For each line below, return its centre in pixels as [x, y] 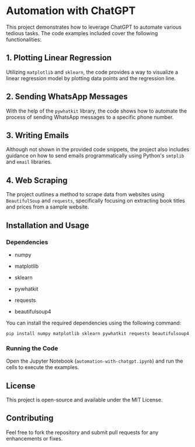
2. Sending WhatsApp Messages [67, 97]
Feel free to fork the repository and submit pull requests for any [82, 432]
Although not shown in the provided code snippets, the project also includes [98, 149]
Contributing [30, 418]
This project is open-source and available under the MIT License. [84, 400]
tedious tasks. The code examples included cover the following [82, 33]
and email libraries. [29, 162]
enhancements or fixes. [34, 438]
